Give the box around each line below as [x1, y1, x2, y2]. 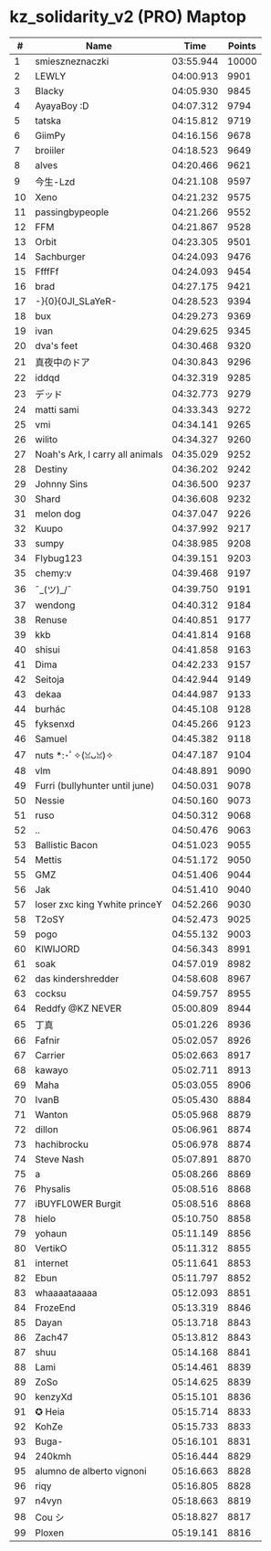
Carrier [35, 1048, 66, 1061]
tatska [35, 114, 62, 127]
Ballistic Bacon [35, 838, 99, 851]
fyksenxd [35, 717, 75, 730]
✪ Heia [35, 1405, 66, 1418]
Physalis [35, 1182, 71, 1195]
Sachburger [35, 250, 86, 262]
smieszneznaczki [35, 55, 109, 68]
